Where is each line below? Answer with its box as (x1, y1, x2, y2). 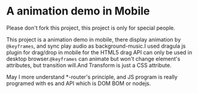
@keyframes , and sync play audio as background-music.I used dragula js (6, 42, 186, 50)
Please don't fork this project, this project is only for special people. (6, 24, 176, 31)
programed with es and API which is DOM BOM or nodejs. (6, 80, 151, 87)
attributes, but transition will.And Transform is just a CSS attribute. (6, 62, 172, 69)
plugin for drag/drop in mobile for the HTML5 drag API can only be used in (6, 48, 193, 56)
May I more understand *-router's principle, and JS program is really (6, 73, 178, 80)
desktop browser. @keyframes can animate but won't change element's (6, 55, 180, 62)
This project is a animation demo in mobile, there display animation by (6, 36, 181, 43)
